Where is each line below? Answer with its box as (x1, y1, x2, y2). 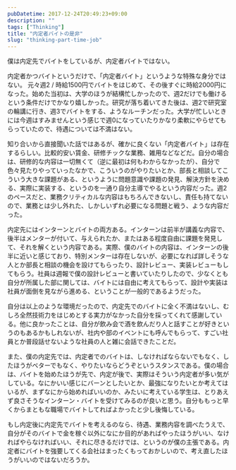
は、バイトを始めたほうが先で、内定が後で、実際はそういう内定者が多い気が (7, 370, 229, 378)
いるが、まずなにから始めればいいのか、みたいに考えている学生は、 (7, 387, 204, 396)
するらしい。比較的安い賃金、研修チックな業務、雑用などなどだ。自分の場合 (7, 149, 230, 157)
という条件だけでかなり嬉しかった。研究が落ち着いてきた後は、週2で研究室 (7, 98, 227, 107)
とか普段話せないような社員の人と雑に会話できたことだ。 (13, 337, 180, 346)
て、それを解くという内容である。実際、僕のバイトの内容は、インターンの (7, 243, 223, 251)
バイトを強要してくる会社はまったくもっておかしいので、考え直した (25, 447, 222, 455)
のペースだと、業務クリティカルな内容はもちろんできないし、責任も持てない (7, 193, 229, 201)
